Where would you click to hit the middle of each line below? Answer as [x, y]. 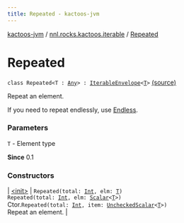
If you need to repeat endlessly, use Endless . [73, 110]
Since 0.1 [21, 157]
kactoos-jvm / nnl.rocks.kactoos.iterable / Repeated [83, 34]
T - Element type [31, 143]
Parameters [28, 128]
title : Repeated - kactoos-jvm [53, 14]
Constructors [31, 176]
